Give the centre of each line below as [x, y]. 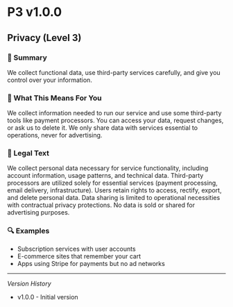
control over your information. [50, 80]
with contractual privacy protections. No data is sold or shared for [101, 205]
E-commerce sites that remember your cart [79, 256]
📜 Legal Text [28, 153]
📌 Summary [27, 58]
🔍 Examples [28, 231]
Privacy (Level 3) [44, 38]
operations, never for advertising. [55, 135]
